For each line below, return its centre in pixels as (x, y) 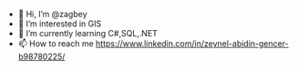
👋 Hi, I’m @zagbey (53, 14)
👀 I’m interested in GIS (60, 24)
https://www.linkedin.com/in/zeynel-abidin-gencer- (192, 44)
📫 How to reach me (56, 44)
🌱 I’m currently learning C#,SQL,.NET (87, 33)
